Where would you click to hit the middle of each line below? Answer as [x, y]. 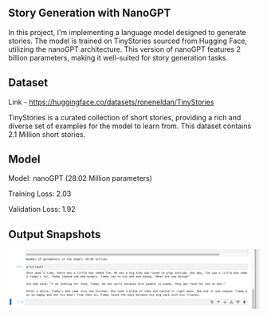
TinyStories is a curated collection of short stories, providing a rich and [125, 117]
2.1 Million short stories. [47, 134]
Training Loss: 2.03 [40, 194]
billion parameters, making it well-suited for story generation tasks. [118, 57]
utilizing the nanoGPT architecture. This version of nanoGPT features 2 [125, 49]
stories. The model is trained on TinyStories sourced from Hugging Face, [128, 41]
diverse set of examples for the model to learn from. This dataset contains [130, 126]
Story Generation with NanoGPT [90, 13]
